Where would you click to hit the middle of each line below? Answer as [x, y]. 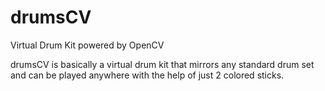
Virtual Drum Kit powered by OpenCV [87, 45]
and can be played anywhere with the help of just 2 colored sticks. [147, 75]
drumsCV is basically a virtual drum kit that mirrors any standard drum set [162, 64]
